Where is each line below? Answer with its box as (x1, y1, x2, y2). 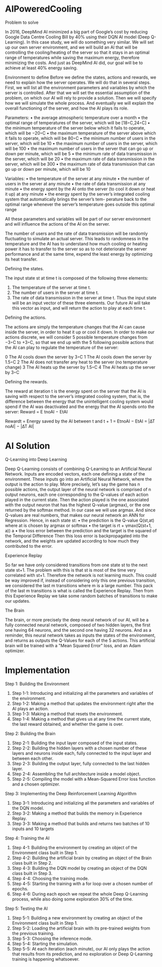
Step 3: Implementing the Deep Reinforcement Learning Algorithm (5, 790, 137, 796)
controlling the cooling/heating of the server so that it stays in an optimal (5, 49, 150, 55)
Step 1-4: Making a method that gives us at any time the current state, (12, 716, 151, 721)
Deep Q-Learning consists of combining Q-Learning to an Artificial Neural (5, 466, 152, 472)
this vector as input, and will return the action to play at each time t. (12, 305, 147, 311)
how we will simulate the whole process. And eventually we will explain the (5, 100, 154, 106)
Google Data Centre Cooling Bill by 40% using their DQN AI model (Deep (5, 34, 150, 40)
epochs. (12, 885, 29, 891)
